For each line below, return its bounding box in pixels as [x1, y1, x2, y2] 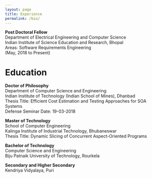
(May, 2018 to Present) [5, 50, 51, 56]
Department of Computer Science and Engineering [5, 88, 107, 94]
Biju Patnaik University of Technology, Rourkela [5, 153, 100, 159]
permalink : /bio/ [5, 16, 40, 21]
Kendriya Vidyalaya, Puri [5, 167, 54, 173]
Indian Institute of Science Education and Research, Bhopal [5, 40, 124, 45]
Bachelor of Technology [5, 143, 55, 148]
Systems [5, 104, 23, 109]
